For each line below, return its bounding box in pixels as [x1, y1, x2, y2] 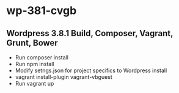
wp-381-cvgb [6, 4, 77, 18]
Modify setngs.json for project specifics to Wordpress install [15, 67, 167, 74]
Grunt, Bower [6, 37, 58, 48]
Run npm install [15, 61, 54, 67]
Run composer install [15, 54, 69, 61]
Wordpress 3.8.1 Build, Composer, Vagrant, [6, 28, 174, 39]
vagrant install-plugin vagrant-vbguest [15, 73, 113, 80]
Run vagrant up [15, 80, 54, 87]
